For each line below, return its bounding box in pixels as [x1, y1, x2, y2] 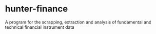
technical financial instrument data [5, 24, 75, 30]
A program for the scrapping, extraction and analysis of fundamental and [5, 19, 152, 25]
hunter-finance [5, 3, 68, 14]
